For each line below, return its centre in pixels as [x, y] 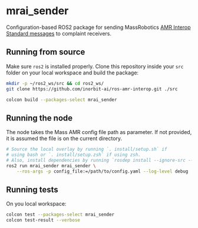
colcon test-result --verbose [43, 220]
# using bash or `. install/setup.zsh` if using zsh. [74, 155]
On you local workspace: [36, 204]
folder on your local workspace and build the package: [72, 73]
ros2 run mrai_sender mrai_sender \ [51, 166]
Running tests [32, 189]
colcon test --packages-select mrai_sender [60, 215]
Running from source [46, 52]
